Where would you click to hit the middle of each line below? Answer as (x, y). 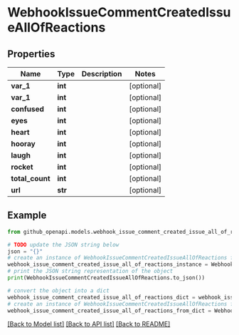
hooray (23, 144)
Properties (31, 54)
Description (102, 74)
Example (27, 216)
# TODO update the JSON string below (63, 244)
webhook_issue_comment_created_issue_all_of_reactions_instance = (108, 264)
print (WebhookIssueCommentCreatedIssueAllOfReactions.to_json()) (106, 278)
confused (28, 109)
